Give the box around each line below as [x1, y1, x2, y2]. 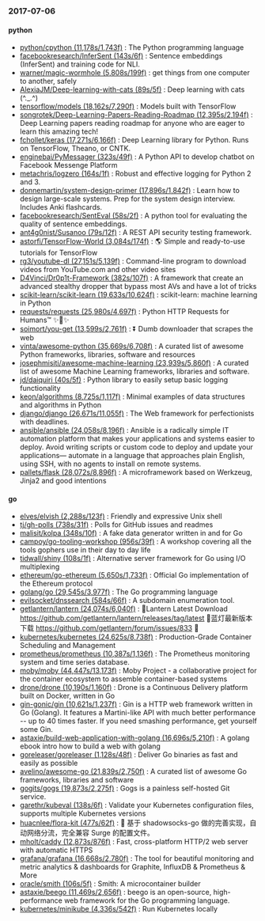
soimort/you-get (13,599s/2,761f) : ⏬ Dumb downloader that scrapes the [19, 324, 253, 334]
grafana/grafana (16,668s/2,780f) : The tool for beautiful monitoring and [19, 854, 255, 863]
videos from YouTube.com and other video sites [19, 265, 176, 275]
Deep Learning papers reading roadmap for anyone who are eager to [19, 119, 245, 128]
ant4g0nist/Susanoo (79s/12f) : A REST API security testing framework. [19, 228, 252, 237]
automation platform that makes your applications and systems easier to [19, 434, 256, 444]
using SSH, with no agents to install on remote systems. [19, 459, 202, 468]
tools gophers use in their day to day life [19, 545, 151, 555]
